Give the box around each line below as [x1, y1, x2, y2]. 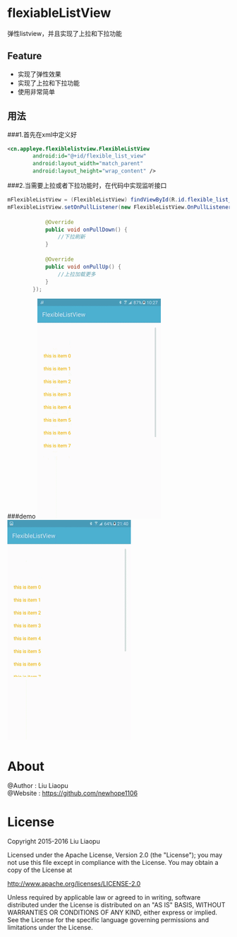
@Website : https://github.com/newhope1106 [7, 789, 138, 798]
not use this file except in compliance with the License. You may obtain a [7, 859, 219, 867]
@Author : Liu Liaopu [7, 782, 68, 790]
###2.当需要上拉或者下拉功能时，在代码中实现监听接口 [7, 182, 167, 190]
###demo [7, 512, 36, 521]
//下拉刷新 [57, 233, 86, 241]
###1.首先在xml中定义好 [7, 130, 78, 139]
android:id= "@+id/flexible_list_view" [32, 153, 147, 160]
